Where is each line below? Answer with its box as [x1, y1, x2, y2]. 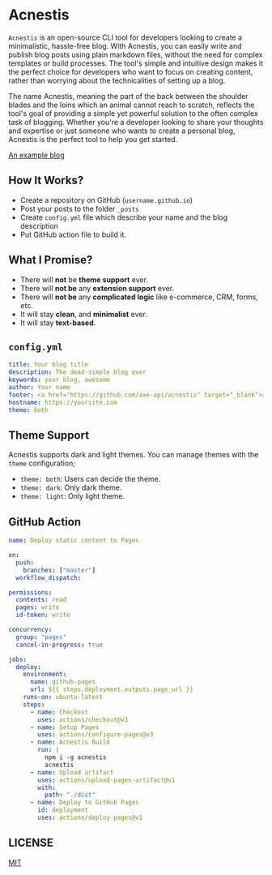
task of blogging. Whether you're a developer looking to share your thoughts [8, 117, 264, 127]
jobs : [8, 655, 27, 663]
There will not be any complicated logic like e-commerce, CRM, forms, [19, 292, 259, 302]
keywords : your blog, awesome [8, 375, 111, 384]
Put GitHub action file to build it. [19, 229, 127, 239]
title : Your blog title [8, 361, 89, 369]
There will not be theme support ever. [19, 274, 148, 285]
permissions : [8, 588, 53, 597]
